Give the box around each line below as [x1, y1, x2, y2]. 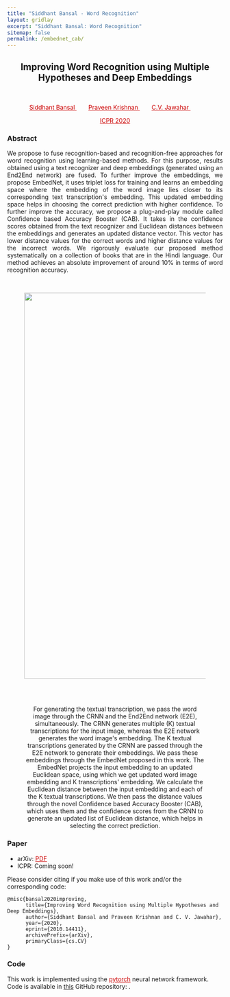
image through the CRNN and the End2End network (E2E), [33, 712, 197, 720]
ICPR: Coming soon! [16, 862, 74, 870]
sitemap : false [7, 29, 51, 36]
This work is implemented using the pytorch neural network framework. [7, 975, 209, 983]
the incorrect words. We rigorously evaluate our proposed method [7, 244, 223, 253]
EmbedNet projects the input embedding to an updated [37, 763, 193, 772]
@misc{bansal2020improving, [7, 895, 88, 902]
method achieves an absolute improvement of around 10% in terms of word [7, 259, 223, 267]
